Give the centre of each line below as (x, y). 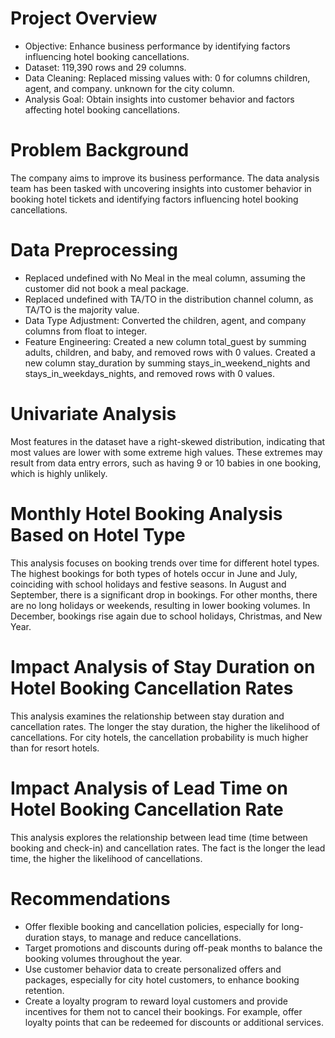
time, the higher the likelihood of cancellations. (106, 858)
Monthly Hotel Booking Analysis (146, 513)
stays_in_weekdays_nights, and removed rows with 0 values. (150, 373)
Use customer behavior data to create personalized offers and (153, 969)
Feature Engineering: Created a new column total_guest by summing (165, 341)
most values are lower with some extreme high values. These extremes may (166, 452)
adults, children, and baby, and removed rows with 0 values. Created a (170, 352)
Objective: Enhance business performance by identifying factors (157, 46)
